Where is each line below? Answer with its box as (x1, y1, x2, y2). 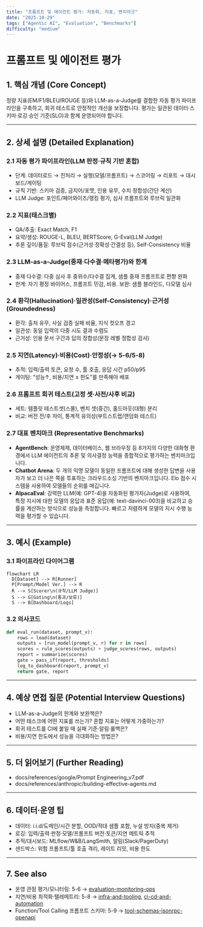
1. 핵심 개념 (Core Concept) (6, 79, 107, 90)
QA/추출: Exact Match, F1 (14, 226, 77, 233)
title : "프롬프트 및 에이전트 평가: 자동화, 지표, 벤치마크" (6, 8, 138, 15)
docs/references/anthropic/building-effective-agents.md (14, 780, 157, 788)
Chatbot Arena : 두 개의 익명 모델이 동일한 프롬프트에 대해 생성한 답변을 (14, 467, 185, 474)
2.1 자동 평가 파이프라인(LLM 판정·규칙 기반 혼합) (6, 157, 140, 165)
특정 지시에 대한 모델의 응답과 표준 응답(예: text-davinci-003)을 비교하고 (14, 497, 187, 504)
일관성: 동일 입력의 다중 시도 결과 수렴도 (14, 326, 109, 334)
